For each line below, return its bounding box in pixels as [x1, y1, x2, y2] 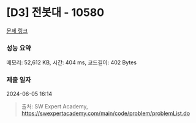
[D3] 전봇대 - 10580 [6, 6, 105, 20]
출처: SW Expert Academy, [21, 102, 88, 110]
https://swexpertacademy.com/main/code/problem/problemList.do [21, 110, 190, 117]
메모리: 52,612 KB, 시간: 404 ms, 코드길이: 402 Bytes [6, 59, 137, 66]
